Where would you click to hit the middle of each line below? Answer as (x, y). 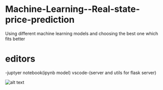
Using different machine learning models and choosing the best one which (82, 33)
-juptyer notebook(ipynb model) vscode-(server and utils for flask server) (81, 73)
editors (20, 59)
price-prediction (40, 20)
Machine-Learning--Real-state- (73, 9)
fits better (15, 39)
